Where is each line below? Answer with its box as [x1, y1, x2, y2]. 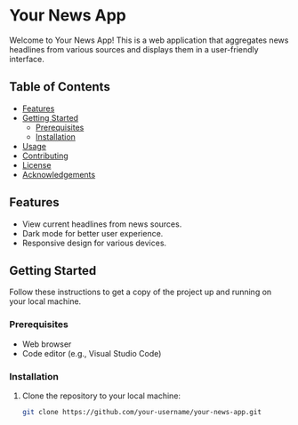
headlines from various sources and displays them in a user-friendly [9, 44, 260, 54]
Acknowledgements [21, 169, 96, 180]
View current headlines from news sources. [21, 219, 182, 229]
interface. [9, 53, 44, 64]
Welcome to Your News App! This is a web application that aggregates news [9, 35, 289, 45]
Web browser [21, 339, 72, 349]
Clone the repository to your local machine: [21, 390, 181, 401]
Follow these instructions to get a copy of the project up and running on [9, 286, 272, 298]
